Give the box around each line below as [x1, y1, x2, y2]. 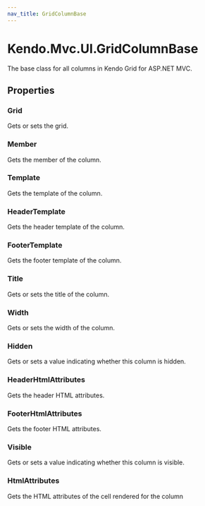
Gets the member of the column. [7, 155, 102, 164]
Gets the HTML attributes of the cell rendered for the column [7, 492, 184, 500]
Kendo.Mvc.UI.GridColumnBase [7, 40, 199, 56]
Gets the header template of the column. [7, 223, 125, 231]
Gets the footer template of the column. [7, 256, 122, 265]
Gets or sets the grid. [7, 121, 69, 131]
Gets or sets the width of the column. [7, 324, 115, 332]
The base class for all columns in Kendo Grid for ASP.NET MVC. [7, 64, 192, 73]
